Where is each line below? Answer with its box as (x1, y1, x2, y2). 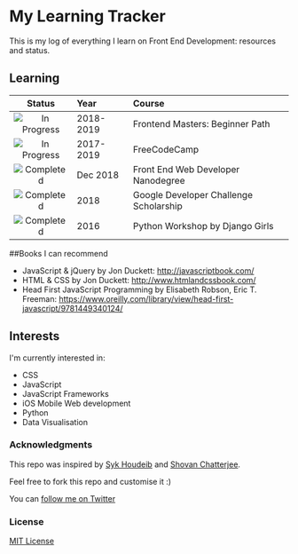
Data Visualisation (21, 416, 89, 427)
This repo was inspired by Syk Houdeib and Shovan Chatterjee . (9, 459, 241, 470)
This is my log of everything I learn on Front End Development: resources (9, 36, 277, 46)
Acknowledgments (9, 439, 93, 451)
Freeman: (21, 293, 58, 304)
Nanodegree (132, 174, 185, 186)
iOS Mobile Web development (21, 398, 131, 408)
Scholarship (132, 200, 184, 212)
